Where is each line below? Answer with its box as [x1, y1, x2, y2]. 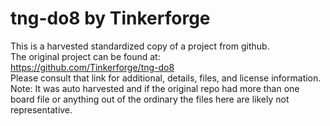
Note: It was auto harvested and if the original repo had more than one [10, 82, 300, 94]
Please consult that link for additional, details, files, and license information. [10, 72, 322, 84]
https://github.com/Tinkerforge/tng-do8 [10, 61, 175, 73]
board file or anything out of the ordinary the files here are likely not [10, 93, 290, 105]
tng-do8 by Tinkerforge [10, 7, 211, 30]
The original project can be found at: [10, 50, 161, 62]
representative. [10, 103, 73, 116]
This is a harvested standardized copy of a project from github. [10, 40, 270, 52]
